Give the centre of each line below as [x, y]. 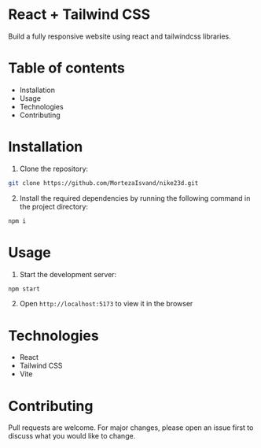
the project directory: [54, 206]
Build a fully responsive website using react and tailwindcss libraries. [119, 36]
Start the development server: [68, 274]
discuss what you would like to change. [72, 436]
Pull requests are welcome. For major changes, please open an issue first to [131, 428]
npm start [24, 289]
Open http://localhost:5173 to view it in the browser [106, 304]
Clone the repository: [54, 168]
